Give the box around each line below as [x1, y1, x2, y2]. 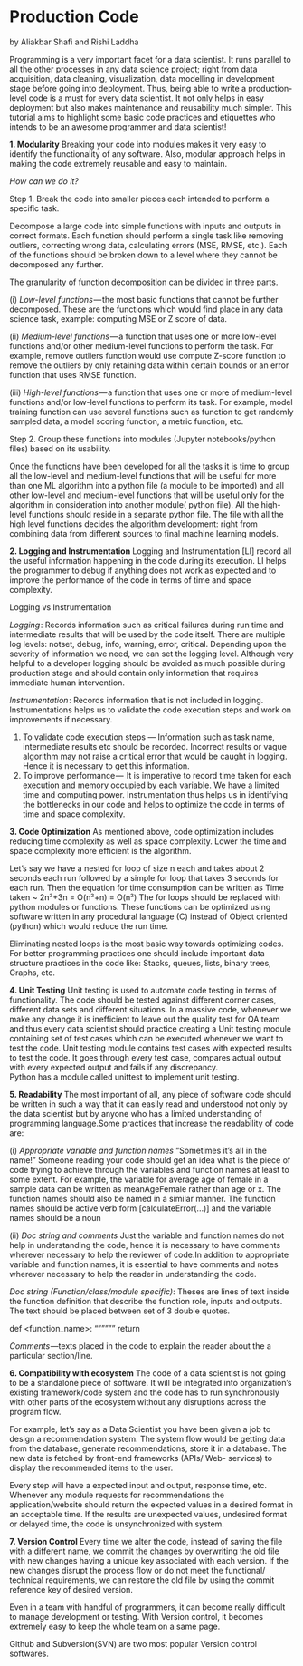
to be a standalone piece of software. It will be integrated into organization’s [9, 1377, 292, 1388]
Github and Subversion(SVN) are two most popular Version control [9, 1638, 258, 1649]
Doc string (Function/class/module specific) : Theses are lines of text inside [9, 1285, 289, 1297]
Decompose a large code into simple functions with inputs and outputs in [9, 220, 282, 231]
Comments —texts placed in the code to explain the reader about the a [9, 1340, 271, 1351]
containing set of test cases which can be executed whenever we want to [9, 1032, 284, 1043]
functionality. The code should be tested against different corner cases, [9, 994, 277, 1005]
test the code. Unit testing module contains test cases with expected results [9, 1042, 292, 1053]
